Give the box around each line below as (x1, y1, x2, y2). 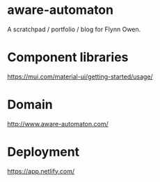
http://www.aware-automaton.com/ (7, 119, 109, 128)
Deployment (7, 144, 80, 160)
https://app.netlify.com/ (7, 167, 75, 175)
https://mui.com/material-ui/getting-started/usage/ (7, 72, 153, 81)
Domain (7, 97, 54, 113)
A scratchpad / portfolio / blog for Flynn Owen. (7, 25, 141, 33)
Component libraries (7, 49, 129, 65)
